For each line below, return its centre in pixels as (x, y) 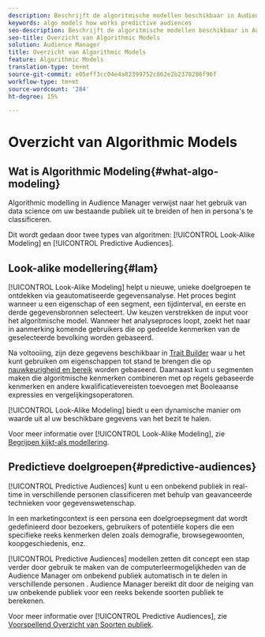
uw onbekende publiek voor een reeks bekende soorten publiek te (116, 592)
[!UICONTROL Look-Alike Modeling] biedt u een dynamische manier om (125, 410)
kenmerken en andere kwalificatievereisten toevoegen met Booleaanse (123, 386)
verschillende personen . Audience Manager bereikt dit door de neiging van (131, 584)
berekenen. (27, 601)
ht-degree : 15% (33, 96)
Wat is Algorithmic (54, 171)
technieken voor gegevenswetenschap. (72, 503)
